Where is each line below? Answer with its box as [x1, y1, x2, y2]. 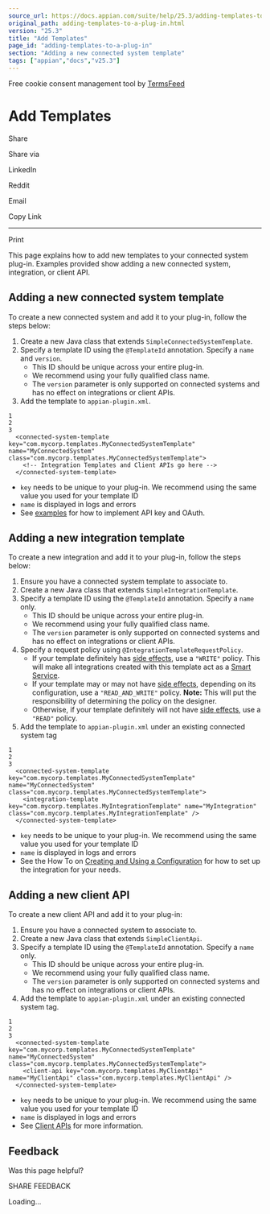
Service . [31, 671, 60, 680]
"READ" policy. [31, 713, 78, 723]
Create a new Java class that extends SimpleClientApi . [19, 934, 202, 944]
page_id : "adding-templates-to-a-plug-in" [8, 42, 153, 50]
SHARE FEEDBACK [8, 1181, 71, 1191]
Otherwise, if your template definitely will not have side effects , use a [31, 705, 261, 715]
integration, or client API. [8, 267, 91, 277]
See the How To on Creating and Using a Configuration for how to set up [19, 857, 261, 866]
